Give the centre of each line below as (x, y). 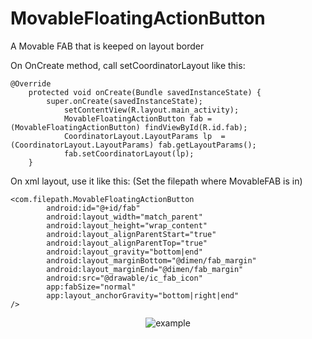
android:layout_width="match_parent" (124, 217)
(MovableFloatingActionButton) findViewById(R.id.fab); (129, 127)
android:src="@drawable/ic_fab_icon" (124, 278)
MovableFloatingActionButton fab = (138, 118)
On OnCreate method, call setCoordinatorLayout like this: (128, 65)
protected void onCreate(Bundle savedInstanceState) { (145, 92)
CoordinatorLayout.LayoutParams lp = (144, 136)
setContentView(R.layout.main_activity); (151, 110)
